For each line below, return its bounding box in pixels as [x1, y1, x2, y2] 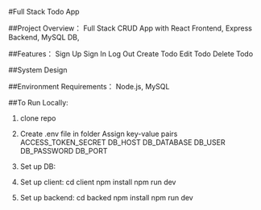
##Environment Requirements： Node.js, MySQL [8, 82, 170, 91]
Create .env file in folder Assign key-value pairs [19, 129, 178, 138]
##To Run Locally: [8, 98, 68, 107]
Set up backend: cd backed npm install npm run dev [19, 193, 193, 202]
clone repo [19, 113, 56, 123]
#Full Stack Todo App [8, 7, 80, 16]
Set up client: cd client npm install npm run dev [19, 177, 176, 187]
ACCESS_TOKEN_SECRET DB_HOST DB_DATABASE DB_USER [19, 138, 226, 147]
